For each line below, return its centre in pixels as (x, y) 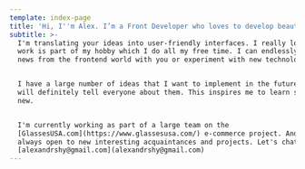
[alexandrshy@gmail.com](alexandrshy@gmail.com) (111, 150)
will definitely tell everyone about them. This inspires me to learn (154, 92)
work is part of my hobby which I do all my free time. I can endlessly (158, 52)
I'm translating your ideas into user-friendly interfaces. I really (152, 43)
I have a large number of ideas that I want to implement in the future (158, 84)
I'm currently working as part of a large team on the (123, 125)
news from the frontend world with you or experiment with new (139, 60)
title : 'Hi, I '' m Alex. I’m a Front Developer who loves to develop (142, 26)
